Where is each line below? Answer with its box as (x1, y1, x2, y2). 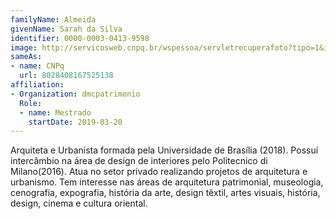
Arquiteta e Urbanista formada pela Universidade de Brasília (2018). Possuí (10, 144, 319, 156)
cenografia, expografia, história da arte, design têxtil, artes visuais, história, (10, 187, 321, 199)
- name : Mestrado (19, 107, 92, 118)
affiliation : (10, 80, 65, 90)
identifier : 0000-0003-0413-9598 (10, 33, 150, 43)
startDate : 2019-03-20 (28, 117, 123, 127)
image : (10, 42, 38, 53)
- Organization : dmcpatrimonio (10, 89, 141, 99)
